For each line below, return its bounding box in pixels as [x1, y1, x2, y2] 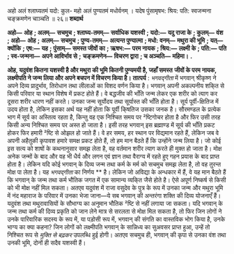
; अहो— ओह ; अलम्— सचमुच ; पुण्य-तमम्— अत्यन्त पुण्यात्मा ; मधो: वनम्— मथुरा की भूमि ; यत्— [7, 36, 224, 45]
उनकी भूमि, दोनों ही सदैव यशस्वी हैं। [7, 239, 86, 247]
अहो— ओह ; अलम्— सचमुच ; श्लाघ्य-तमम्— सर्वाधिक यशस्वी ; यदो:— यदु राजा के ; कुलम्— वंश [7, 29, 224, 36]
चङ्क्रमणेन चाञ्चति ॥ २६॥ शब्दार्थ [7, 15, 84, 22]
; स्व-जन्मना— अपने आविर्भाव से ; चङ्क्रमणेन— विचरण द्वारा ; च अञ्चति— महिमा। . [7, 52, 193, 60]
